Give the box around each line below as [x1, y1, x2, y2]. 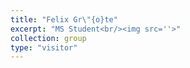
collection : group [10, 33, 87, 43]
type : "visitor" [10, 42, 78, 53]
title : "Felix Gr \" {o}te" [10, 14, 118, 25]
